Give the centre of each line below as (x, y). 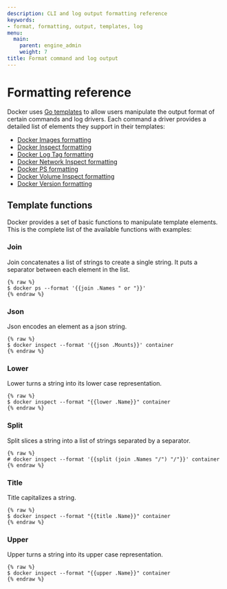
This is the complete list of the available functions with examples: (99, 229)
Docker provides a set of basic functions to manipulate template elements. (112, 222)
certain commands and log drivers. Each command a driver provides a (107, 119)
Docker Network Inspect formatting (67, 161)
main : (21, 39)
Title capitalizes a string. (42, 497)
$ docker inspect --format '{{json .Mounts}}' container (90, 346)
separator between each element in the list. (69, 269)
